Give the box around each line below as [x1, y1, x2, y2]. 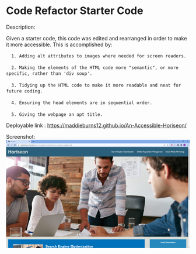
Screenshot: [6, 133, 36, 140]
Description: [6, 23, 36, 30]
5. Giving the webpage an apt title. [11, 111, 103, 118]
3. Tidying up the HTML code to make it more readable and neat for [11, 82, 181, 88]
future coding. [6, 88, 43, 94]
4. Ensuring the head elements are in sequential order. [11, 99, 153, 106]
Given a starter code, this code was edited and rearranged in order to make [6, 35, 187, 42]
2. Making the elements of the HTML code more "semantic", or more [11, 64, 179, 71]
